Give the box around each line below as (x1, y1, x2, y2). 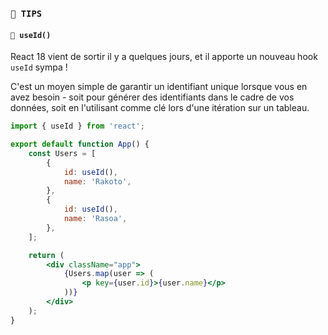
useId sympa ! (10, 61, 68, 73)
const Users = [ (28, 148, 97, 158)
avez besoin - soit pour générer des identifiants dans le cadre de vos (10, 91, 295, 103)
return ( (28, 250, 65, 260)
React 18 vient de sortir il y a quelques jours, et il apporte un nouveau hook (10, 51, 318, 63)
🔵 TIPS (10, 8, 43, 19)
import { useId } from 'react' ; (10, 121, 145, 132)
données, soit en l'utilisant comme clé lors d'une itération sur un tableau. (10, 102, 310, 114)
